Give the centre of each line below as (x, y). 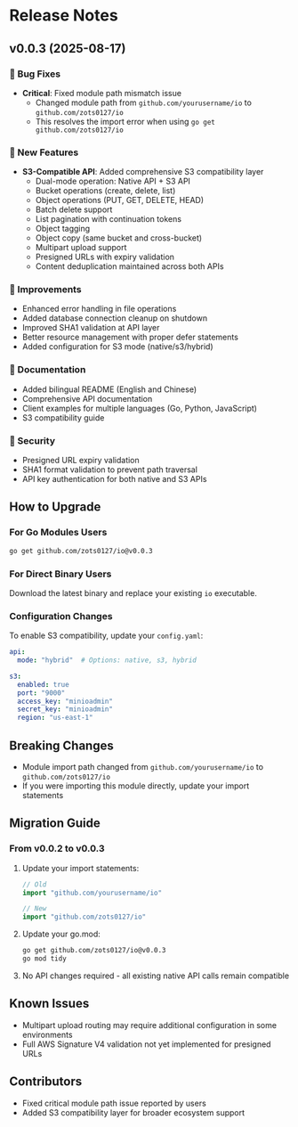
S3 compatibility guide (63, 417)
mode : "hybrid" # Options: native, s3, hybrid (107, 660)
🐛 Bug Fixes (35, 74)
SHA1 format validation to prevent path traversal (110, 470)
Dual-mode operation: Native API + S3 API (113, 181)
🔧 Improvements (45, 290)
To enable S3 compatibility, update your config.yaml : (106, 636)
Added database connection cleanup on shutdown (114, 318)
